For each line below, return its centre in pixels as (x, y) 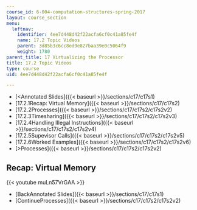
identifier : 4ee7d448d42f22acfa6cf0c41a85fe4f (77, 35)
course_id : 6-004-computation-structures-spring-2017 (76, 12)
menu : (13, 23)
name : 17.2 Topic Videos (49, 40)
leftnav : (23, 29)
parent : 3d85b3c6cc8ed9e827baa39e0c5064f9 (72, 46)
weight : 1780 (34, 52)
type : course (23, 68)
